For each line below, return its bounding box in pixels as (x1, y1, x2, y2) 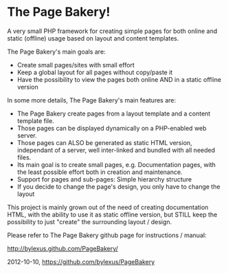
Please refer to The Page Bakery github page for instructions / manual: (7, 231, 207, 239)
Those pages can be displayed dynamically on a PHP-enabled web (16, 124, 207, 132)
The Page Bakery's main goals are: (7, 47, 106, 56)
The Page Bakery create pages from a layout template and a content (16, 109, 211, 118)
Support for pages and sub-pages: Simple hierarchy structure (16, 175, 192, 183)
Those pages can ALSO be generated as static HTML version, (16, 138, 192, 146)
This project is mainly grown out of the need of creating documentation (7, 203, 209, 211)
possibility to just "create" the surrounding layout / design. (7, 217, 172, 226)
